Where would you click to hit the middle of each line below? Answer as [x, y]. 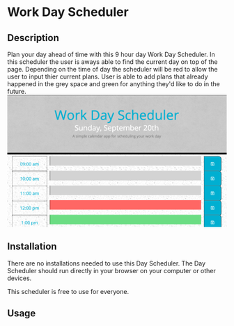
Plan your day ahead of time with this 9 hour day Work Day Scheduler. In [111, 54]
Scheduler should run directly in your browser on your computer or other [111, 270]
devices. [19, 278]
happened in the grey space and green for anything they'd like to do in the [114, 84]
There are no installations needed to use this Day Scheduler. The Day [107, 263]
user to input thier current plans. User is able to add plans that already [108, 76]
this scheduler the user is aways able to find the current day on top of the [112, 62]
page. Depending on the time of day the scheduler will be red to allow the [112, 69]
